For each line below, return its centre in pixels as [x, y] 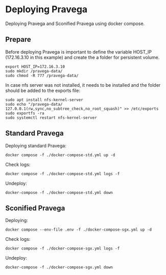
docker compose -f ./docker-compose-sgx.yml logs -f [63, 248]
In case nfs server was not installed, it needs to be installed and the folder [83, 85]
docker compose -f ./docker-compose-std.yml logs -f [63, 174]
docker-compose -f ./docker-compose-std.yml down [59, 192]
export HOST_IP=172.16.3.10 [35, 67]
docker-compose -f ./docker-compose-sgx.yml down [59, 267]
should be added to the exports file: [43, 90]
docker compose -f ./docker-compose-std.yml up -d [60, 155]
